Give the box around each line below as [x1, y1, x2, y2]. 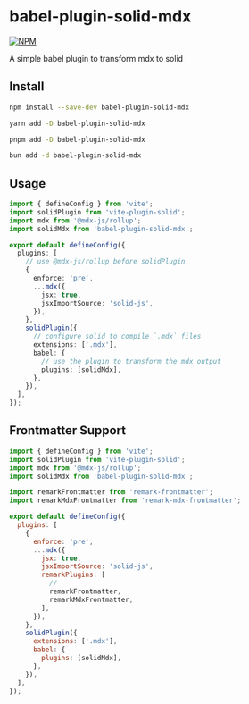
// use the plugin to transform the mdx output [41, 356, 221, 365]
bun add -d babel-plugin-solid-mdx [9, 151, 142, 160]
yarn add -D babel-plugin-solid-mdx [9, 119, 145, 128]
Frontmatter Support [9, 423, 127, 439]
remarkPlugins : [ [41, 570, 105, 580]
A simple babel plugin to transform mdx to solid [9, 53, 184, 63]
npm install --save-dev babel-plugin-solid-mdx [9, 103, 190, 112]
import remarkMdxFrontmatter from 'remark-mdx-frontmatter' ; [9, 496, 242, 506]
